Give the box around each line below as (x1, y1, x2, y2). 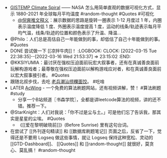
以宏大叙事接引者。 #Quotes (10, 72, 70, 78)
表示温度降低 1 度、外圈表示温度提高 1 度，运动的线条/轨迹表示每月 (17, 23, 157, 29)
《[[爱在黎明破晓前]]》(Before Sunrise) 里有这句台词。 (17, 122, 131, 128)
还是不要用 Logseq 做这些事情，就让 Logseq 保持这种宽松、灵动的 (14, 135, 153, 140)
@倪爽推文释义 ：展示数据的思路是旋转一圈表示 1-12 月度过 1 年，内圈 (17, 17, 162, 23)
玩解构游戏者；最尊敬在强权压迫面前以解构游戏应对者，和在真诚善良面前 (10, 66, 161, 72)
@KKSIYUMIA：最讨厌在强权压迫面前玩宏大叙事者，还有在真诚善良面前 (10, 60, 159, 65)
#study (10, 91, 25, 96)
